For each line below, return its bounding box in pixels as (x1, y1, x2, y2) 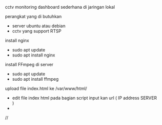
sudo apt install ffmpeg (12, 76, 59, 82)
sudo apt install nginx (12, 52, 55, 58)
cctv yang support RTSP (12, 28, 62, 34)
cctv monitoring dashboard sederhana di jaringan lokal (5, 4, 115, 10)
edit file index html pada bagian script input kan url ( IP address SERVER (12, 95, 157, 101)
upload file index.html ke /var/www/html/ (5, 86, 87, 91)
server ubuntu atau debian (12, 23, 66, 29)
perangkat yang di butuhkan (5, 14, 62, 19)
